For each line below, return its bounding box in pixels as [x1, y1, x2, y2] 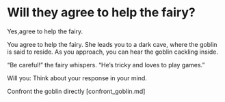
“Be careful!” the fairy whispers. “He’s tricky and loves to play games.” [7, 61, 205, 69]
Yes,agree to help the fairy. [7, 27, 83, 35]
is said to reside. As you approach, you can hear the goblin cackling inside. [7, 48, 219, 56]
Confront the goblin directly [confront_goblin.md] [7, 87, 146, 95]
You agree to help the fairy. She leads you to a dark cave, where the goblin [7, 40, 217, 48]
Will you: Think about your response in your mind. [7, 73, 147, 82]
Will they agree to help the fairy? [7, 5, 196, 20]
